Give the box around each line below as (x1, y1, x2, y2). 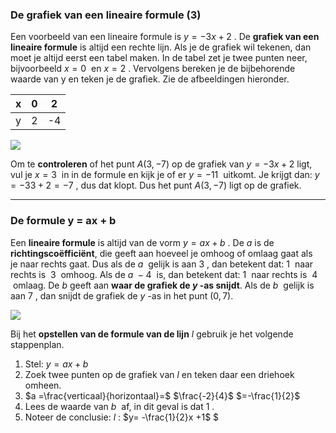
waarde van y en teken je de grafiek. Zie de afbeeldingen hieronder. (10, 73, 290, 85)
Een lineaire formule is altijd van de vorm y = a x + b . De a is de (10, 236, 275, 248)
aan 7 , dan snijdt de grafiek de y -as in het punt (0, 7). (10, 289, 234, 302)
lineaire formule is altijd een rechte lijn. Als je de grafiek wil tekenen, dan (10, 41, 312, 53)
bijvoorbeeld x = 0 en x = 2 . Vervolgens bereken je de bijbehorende (10, 63, 296, 75)
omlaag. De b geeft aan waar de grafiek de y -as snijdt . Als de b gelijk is (12, 279, 315, 291)
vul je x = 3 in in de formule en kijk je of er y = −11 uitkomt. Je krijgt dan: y (10, 169, 320, 181)
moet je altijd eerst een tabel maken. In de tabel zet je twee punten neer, (10, 52, 308, 64)
